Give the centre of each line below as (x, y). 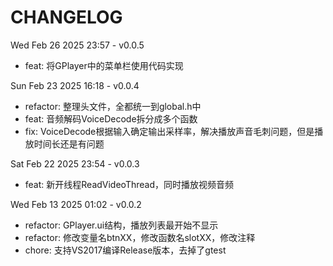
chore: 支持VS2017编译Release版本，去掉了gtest (125, 250)
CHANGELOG (66, 17)
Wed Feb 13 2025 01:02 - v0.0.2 (76, 204)
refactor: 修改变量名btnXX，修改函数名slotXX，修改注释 (140, 237)
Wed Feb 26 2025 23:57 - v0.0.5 (77, 45)
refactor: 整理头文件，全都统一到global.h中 (113, 106)
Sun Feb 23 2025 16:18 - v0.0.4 (75, 85)
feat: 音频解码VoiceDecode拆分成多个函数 (111, 118)
